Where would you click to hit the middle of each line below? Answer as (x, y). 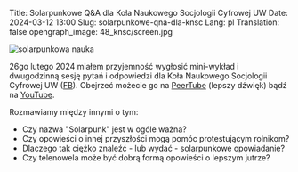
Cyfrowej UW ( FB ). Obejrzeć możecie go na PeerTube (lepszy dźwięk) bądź (148, 85)
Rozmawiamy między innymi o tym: (74, 112)
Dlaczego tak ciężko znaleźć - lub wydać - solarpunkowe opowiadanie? (153, 148)
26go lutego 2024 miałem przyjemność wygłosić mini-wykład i (124, 66)
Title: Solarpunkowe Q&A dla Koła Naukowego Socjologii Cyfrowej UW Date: (149, 13)
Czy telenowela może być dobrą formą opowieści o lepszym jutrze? (146, 158)
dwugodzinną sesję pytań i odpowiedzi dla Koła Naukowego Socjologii (138, 76)
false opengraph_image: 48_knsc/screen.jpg (91, 32)
